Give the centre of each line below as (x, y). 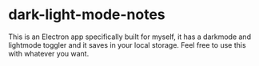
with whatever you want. (49, 53)
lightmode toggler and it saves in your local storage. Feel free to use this (127, 45)
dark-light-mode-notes (87, 15)
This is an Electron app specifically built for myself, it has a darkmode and (130, 37)
